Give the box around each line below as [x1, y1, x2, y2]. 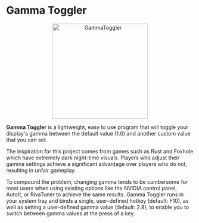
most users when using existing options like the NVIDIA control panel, [6, 184, 177, 191]
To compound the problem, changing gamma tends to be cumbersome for [6, 178, 188, 185]
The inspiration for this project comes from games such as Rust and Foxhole [6, 147, 194, 155]
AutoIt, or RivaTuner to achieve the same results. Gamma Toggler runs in [6, 191, 184, 198]
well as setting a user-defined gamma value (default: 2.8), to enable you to [6, 203, 189, 211]
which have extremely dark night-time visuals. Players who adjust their [6, 154, 180, 161]
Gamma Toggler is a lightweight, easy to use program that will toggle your [6, 123, 189, 131]
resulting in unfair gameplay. [6, 167, 76, 174]
